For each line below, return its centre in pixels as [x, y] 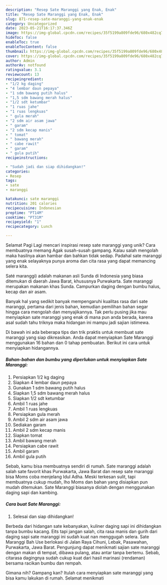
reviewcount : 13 [22, 75]
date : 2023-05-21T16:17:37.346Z [39, 28]
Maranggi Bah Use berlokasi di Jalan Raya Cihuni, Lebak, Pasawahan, [77, 542]
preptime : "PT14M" [25, 213]
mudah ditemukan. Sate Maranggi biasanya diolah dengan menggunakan [80, 487]
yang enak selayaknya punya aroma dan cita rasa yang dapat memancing [81, 261]
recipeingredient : [25, 79]
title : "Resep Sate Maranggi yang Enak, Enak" [55, 14]
